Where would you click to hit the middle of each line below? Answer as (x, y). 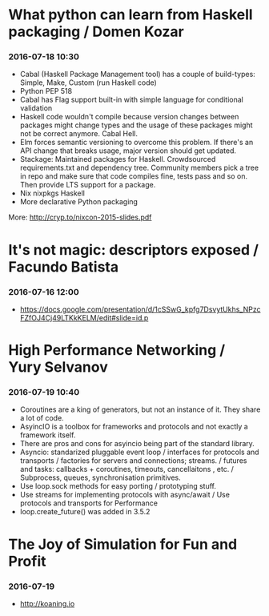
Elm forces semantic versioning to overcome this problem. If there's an (137, 143)
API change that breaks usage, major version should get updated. (128, 151)
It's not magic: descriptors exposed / (133, 250)
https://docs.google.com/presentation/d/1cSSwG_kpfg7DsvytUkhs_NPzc (140, 309)
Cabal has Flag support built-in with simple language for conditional (132, 100)
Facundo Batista (63, 267)
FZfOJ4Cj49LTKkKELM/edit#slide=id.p (84, 317)
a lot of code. (42, 418)
